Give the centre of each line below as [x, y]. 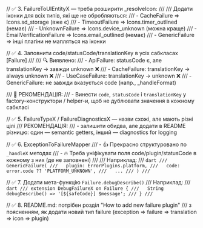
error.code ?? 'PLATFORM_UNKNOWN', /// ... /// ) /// [78, 171]
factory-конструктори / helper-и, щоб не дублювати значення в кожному [101, 101]
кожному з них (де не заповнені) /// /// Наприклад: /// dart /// [87, 160]
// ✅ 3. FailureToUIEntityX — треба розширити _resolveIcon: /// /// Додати [99, 9]
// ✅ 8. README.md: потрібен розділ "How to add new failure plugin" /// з [99, 205]
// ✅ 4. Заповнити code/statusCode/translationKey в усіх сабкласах [92, 53]
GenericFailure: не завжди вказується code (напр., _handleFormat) [92, 82]
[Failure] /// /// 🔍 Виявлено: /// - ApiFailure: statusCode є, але [84, 60]
